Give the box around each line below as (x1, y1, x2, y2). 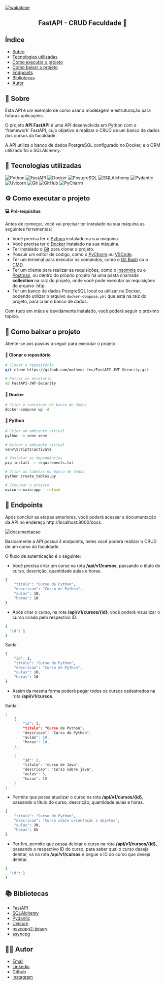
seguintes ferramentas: (5, 226, 53, 232)
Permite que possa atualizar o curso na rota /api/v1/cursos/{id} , (12, 794, 144, 800)
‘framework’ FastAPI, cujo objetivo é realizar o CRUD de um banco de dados (5, 127, 160, 133)
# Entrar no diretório (5, 377, 52, 381)
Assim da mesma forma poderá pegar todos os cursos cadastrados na (12, 688, 156, 694)
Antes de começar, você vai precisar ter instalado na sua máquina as (5, 221, 145, 227)
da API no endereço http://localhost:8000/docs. (5, 519, 102, 525)
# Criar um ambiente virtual (5, 429, 65, 434)
